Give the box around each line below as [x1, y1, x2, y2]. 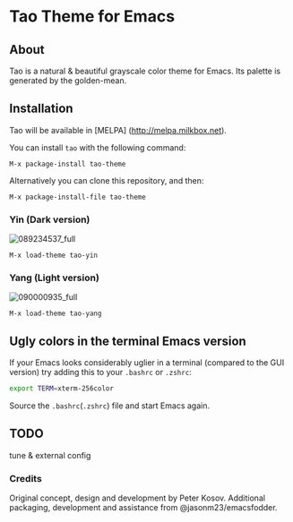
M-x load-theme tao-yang [9, 309, 102, 319]
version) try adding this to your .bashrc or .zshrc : [9, 367, 193, 378]
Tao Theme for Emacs [9, 6, 176, 27]
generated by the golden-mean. [9, 75, 127, 86]
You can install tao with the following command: [9, 141, 186, 153]
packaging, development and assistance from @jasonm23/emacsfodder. [9, 502, 278, 513]
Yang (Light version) [9, 271, 100, 284]
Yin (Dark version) [9, 213, 90, 226]
